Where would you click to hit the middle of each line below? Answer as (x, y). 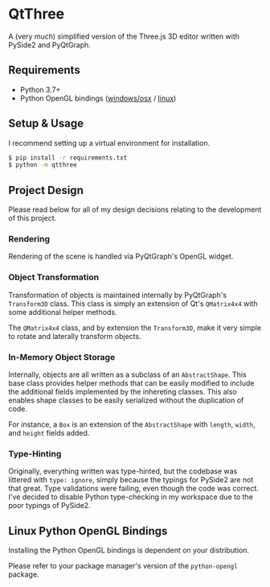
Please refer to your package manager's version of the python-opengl (123, 566)
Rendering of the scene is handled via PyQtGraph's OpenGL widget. (121, 256)
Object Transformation (53, 277)
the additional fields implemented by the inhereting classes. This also (123, 392)
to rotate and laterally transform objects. (75, 336)
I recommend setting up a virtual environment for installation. (109, 143)
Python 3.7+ (40, 89)
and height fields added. (49, 433)
